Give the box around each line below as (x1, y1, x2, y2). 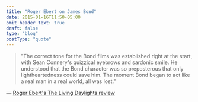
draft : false (6, 25, 39, 31)
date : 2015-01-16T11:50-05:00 (6, 14, 81, 20)
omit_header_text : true (6, 20, 65, 26)
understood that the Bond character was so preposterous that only (20, 65, 184, 72)
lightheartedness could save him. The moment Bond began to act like (20, 72, 190, 78)
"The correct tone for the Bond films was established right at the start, (20, 53, 193, 59)
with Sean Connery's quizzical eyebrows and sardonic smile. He (20, 59, 178, 66)
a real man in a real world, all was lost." (20, 78, 116, 85)
